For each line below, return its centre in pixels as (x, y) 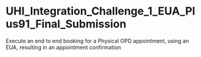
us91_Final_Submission (66, 24)
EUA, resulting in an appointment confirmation (63, 47)
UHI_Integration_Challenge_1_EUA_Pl (101, 11)
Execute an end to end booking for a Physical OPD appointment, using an (97, 41)
